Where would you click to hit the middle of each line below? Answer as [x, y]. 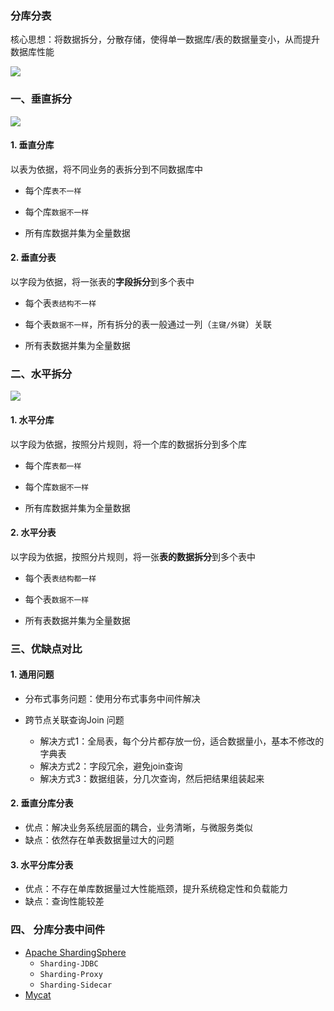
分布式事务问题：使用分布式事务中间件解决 [112, 698]
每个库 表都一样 [53, 465]
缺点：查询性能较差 [64, 901]
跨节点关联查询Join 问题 [74, 719]
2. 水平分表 [33, 533]
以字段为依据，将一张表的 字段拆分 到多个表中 [102, 281]
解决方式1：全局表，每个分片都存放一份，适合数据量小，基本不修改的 [182, 741]
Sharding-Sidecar [76, 985]
